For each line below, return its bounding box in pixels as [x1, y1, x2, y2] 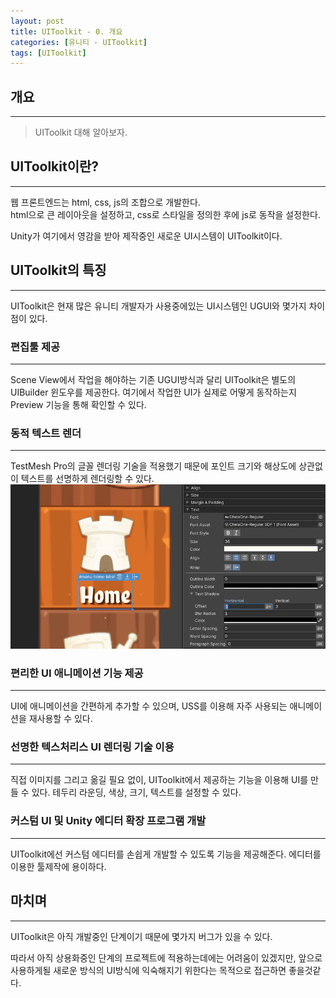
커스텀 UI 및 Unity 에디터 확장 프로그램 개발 [10, 814, 207, 828]
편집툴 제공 [10, 340, 61, 354]
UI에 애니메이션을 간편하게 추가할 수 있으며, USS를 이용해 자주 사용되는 [10, 700, 288, 712]
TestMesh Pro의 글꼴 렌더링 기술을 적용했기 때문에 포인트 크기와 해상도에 [10, 460, 297, 472]
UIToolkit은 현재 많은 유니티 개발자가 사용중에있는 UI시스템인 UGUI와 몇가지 [10, 300, 307, 312]
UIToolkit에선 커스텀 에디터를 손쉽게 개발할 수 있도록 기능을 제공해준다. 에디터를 [10, 848, 322, 860]
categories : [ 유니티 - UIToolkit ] [10, 37, 148, 47]
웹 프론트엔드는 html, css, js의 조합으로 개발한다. [10, 196, 201, 208]
